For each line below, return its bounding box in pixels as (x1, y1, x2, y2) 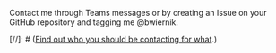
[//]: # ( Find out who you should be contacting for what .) (9, 34, 218, 44)
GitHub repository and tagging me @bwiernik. (9, 17, 179, 27)
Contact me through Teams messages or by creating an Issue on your (9, 8, 267, 18)
